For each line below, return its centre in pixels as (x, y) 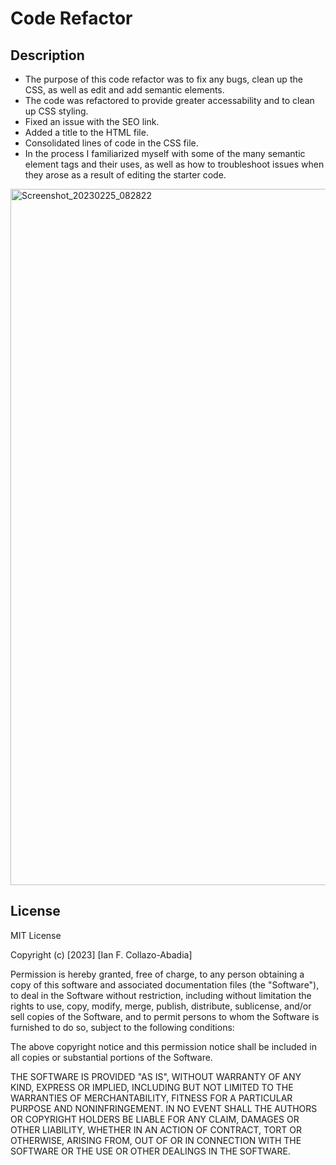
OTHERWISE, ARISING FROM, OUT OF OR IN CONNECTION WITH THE (156, 1140)
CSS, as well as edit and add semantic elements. (124, 90)
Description (47, 55)
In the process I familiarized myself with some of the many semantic (165, 153)
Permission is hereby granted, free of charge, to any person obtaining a (157, 974)
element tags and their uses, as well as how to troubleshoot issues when (174, 164)
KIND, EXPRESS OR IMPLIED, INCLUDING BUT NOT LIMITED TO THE (152, 1087)
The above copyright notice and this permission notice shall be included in (163, 1046)
